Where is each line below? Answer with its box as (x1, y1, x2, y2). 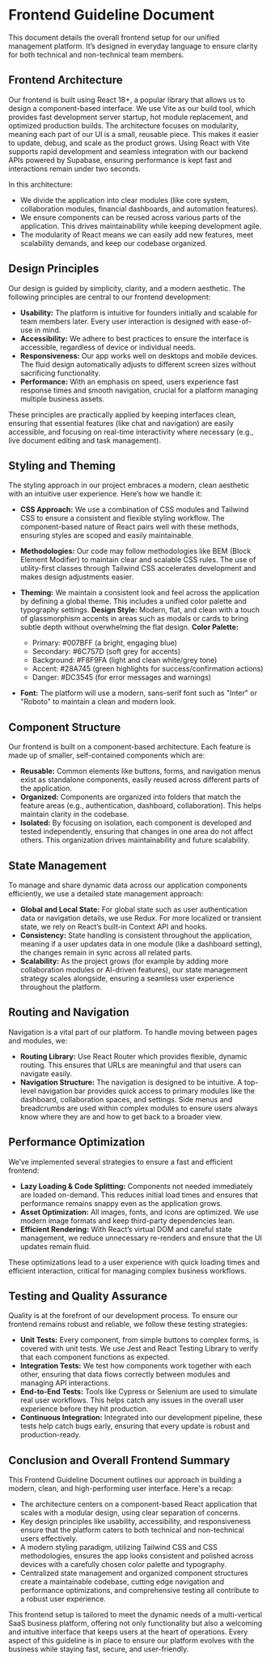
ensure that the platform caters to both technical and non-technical (19, 1525, 244, 1535)
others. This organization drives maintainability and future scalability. (19, 835, 250, 845)
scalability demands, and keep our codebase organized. (19, 238, 208, 248)
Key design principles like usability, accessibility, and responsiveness (19, 1517, 251, 1527)
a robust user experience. (19, 1594, 107, 1604)
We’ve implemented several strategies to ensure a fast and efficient (8, 1157, 233, 1166)
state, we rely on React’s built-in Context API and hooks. (19, 922, 208, 931)
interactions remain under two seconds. (8, 164, 142, 174)
